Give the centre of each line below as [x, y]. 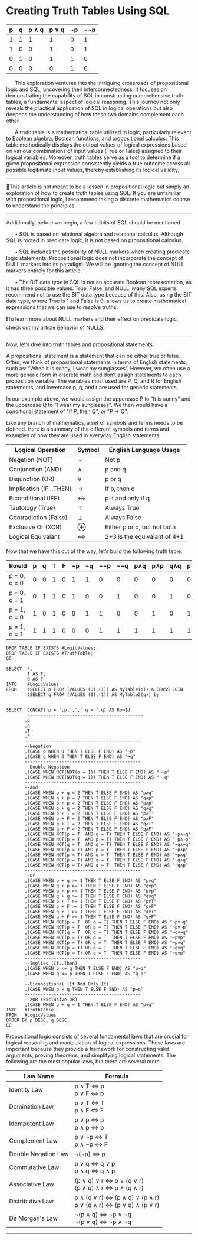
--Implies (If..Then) [51, 963]
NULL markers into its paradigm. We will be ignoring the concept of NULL [95, 264]
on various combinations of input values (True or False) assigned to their [94, 151]
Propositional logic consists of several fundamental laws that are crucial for [97, 1036]
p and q [115, 469]
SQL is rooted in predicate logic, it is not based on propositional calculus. [95, 240]
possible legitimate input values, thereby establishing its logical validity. [93, 170]
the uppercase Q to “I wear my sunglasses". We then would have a [87, 405]
